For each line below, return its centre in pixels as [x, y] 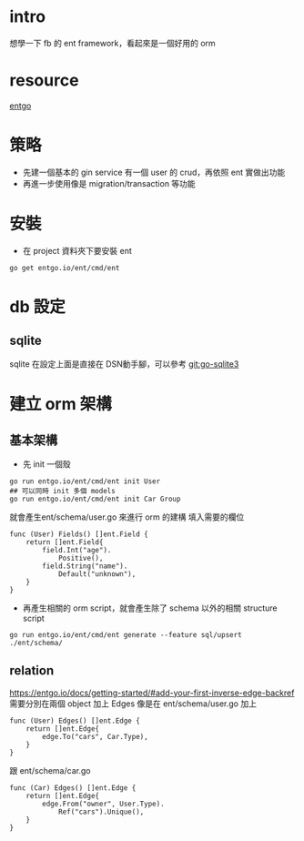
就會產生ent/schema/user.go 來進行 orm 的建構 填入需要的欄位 [127, 517]
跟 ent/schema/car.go [50, 770]
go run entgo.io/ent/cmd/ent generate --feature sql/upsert [126, 634]
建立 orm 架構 [61, 404]
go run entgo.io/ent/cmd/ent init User [85, 481]
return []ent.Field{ [65, 542]
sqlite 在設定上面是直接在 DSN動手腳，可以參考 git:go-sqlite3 [124, 364]
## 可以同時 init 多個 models [62, 491]
